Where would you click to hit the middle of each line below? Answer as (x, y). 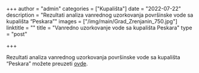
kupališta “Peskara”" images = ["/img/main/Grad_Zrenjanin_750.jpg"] (92, 21)
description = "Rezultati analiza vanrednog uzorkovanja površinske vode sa (100, 15)
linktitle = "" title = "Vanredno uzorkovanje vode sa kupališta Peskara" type (99, 28)
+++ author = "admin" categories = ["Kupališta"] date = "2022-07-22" (94, 9)
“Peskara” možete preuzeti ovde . (47, 63)
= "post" (17, 34)
